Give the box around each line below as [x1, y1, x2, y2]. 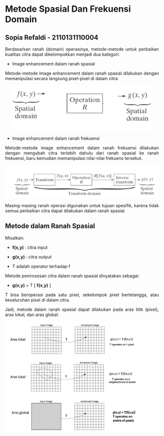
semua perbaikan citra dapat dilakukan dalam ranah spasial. [5, 208, 126, 214]
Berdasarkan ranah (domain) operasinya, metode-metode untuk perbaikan [5, 46, 159, 52]
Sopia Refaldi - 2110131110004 [5, 33, 99, 42]
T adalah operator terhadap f [12, 263, 71, 269]
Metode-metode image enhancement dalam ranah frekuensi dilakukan [5, 145, 159, 151]
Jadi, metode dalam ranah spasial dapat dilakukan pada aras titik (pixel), [5, 306, 159, 312]
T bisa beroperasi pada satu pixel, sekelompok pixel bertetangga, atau [5, 292, 159, 298]
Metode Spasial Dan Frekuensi [5, 3, 131, 15]
